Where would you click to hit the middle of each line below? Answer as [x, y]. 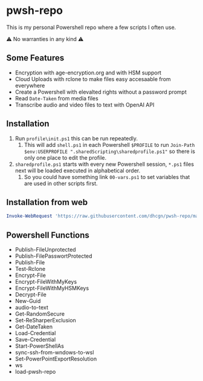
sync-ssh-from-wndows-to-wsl [54, 353]
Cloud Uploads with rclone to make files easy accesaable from [93, 79]
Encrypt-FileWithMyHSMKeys [52, 288]
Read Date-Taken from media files [56, 98]
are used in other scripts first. [61, 183]
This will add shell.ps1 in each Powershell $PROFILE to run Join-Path [109, 145]
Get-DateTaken [34, 327]
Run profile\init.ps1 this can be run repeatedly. [76, 138]
